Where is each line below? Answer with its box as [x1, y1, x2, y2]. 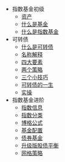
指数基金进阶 [12, 96, 44, 103]
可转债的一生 [21, 81, 53, 88]
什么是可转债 [21, 43, 53, 50]
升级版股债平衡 [21, 142, 59, 149]
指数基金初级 [12, 5, 44, 12]
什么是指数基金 [21, 28, 59, 35]
